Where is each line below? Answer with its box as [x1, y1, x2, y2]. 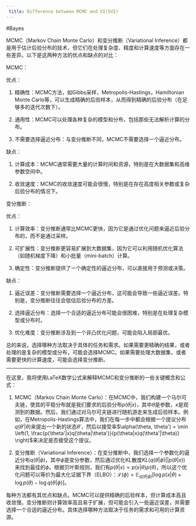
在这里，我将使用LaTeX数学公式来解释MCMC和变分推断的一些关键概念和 [6, 374, 181, 381]
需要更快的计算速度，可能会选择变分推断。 [6, 356, 108, 363]
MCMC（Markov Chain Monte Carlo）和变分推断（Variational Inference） [6, 36, 183, 44]
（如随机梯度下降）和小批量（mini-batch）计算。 [14, 252, 133, 259]
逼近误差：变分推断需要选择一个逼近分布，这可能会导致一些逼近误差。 [14, 289, 184, 296]
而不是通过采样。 [30, 232, 71, 239]
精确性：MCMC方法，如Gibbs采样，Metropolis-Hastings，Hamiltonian [14, 88, 185, 95]
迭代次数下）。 [30, 103, 64, 110]
